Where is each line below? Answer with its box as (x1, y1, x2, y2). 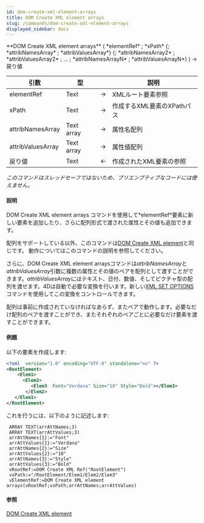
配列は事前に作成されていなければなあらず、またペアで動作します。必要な (6, 303, 191, 311)
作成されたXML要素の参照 (112, 158, 186, 166)
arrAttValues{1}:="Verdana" (8, 440, 80, 446)
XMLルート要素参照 (112, 91, 168, 99)
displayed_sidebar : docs (6, 26, 69, 32)
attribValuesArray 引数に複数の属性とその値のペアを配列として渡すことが (6, 268, 188, 275)
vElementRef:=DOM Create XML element (8, 477, 104, 483)
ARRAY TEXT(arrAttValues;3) (8, 429, 80, 435)
